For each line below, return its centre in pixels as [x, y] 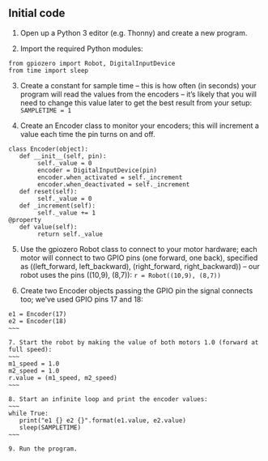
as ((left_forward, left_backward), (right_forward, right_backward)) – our [140, 266]
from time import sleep [49, 70]
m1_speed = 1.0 [34, 364]
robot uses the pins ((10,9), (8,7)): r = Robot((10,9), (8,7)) [120, 275]
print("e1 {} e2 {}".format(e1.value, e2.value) [102, 420]
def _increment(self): [57, 206]
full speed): [30, 349]
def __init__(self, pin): [63, 156]
